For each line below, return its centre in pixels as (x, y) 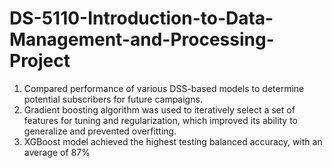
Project (40, 61)
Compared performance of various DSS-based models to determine (164, 88)
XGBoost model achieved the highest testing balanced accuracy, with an (173, 141)
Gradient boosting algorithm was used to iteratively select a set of (159, 109)
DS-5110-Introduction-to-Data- (141, 18)
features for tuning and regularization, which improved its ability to (161, 120)
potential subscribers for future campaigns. (113, 99)
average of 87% (57, 152)
